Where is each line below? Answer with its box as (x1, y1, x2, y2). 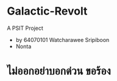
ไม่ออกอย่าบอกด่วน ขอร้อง (7, 64, 112, 78)
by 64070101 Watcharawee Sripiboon (15, 36, 110, 43)
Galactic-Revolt (7, 4, 88, 18)
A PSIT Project (7, 24, 43, 32)
